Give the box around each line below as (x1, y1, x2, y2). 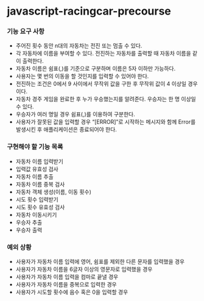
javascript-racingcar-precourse (7, 4, 171, 18)
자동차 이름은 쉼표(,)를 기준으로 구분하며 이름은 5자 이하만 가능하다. (15, 65, 176, 73)
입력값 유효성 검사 (15, 165, 58, 172)
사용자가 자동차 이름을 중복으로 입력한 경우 (15, 281, 118, 288)
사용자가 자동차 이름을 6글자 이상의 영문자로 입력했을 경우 (15, 266, 153, 273)
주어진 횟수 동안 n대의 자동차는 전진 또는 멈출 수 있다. (15, 42, 142, 49)
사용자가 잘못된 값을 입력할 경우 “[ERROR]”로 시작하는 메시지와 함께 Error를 (15, 118, 196, 126)
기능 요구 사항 (7, 27, 45, 36)
